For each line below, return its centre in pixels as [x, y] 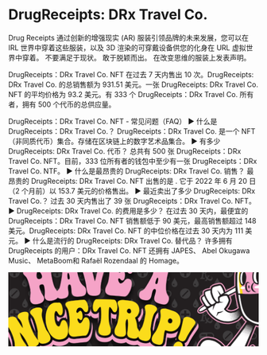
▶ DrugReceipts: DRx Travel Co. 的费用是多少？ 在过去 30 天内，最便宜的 [128, 211]
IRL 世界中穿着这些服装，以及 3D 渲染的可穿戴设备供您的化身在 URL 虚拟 [127, 47]
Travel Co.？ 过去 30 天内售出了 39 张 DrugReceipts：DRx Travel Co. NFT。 [132, 201]
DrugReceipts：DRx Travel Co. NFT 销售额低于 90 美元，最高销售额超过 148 [132, 220]
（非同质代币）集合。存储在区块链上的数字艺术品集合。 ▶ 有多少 [114, 141]
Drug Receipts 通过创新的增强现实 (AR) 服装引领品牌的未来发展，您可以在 [128, 37]
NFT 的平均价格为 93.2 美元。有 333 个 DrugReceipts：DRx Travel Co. [123, 94]
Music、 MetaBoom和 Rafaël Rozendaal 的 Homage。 [96, 260]
